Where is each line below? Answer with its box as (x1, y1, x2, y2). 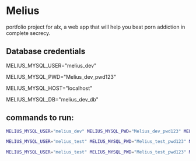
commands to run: (6, 113, 74, 123)
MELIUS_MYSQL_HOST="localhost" (6, 85, 93, 92)
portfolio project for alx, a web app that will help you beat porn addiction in (6, 23, 185, 30)
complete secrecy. (6, 29, 51, 36)
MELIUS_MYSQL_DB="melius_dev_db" (6, 96, 99, 103)
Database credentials (6, 47, 86, 57)
